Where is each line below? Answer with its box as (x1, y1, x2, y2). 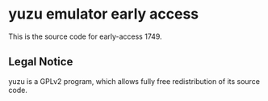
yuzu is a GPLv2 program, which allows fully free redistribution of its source (8, 76, 261, 86)
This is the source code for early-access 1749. (8, 32, 163, 41)
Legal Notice (8, 55, 73, 69)
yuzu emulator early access (8, 5, 199, 23)
